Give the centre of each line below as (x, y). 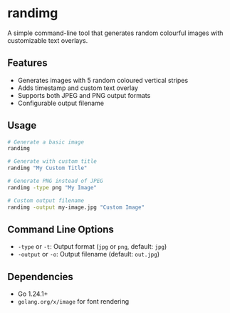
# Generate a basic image (46, 142)
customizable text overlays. (48, 40)
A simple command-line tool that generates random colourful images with (115, 33)
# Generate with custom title (52, 162)
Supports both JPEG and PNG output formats (84, 95)
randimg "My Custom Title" (47, 168)
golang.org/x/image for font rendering (73, 302)
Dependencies (40, 277)
